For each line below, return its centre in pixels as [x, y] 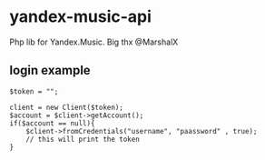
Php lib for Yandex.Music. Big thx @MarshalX [94, 42]
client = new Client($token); [67, 107]
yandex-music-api [81, 17]
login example [50, 70]
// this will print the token [83, 139]
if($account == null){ [52, 123]
